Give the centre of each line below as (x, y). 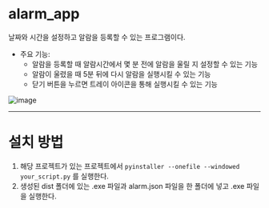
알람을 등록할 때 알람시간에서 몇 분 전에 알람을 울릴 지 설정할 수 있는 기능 (145, 64)
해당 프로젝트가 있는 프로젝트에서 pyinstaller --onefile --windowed (130, 166)
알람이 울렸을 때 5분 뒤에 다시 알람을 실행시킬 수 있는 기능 (121, 74)
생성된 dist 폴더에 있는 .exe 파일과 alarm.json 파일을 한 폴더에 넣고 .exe (132, 186)
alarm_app (44, 14)
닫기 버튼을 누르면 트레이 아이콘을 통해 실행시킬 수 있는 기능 (124, 84)
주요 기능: (35, 54)
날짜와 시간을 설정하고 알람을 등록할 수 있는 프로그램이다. (97, 37)
